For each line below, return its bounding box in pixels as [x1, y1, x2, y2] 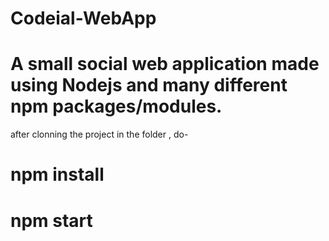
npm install [10, 163, 105, 186]
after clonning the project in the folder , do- [10, 128, 189, 141]
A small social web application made [10, 53, 320, 76]
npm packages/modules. [10, 95, 223, 118]
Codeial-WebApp [10, 7, 157, 30]
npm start [10, 209, 93, 232]
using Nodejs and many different [10, 74, 288, 97]
